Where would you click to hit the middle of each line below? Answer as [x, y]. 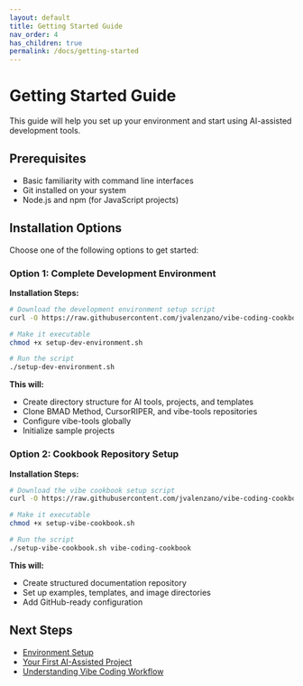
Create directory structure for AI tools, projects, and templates [138, 402]
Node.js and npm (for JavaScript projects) [101, 199]
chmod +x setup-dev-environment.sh [76, 343]
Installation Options [66, 228]
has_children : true [46, 43]
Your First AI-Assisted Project [77, 662]
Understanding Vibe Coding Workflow [93, 671]
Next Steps [41, 630]
